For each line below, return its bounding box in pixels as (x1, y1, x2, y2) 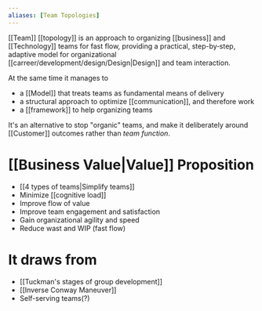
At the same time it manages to (8, 73, 108, 82)
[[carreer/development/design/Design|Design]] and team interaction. (8, 58, 231, 67)
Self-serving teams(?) (19, 293, 90, 302)
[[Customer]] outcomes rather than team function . (8, 128, 171, 138)
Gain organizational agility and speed (19, 215, 140, 224)
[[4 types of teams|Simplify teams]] (19, 182, 135, 191)
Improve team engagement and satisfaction (19, 207, 161, 216)
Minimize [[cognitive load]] (19, 190, 107, 200)
